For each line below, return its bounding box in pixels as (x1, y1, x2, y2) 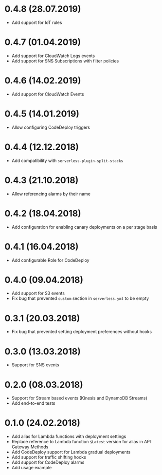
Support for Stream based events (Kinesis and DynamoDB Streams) (11, 395, 148, 401)
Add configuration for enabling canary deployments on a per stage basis (11, 224, 158, 230)
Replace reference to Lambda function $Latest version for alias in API (11, 439, 151, 445)
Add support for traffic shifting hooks (11, 455, 86, 460)
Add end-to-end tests (11, 400, 55, 406)
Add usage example (11, 465, 52, 471)
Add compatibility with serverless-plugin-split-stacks (11, 158, 124, 163)
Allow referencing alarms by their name (11, 191, 91, 197)
